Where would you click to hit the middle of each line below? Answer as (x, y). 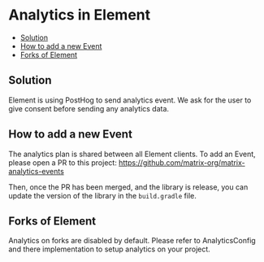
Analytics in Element (80, 15)
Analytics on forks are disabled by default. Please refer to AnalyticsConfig (132, 241)
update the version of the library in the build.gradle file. (103, 195)
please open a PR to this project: (63, 162)
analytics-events (37, 171)
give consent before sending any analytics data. (89, 108)
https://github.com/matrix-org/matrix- (182, 162)
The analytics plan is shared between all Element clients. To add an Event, (132, 154)
